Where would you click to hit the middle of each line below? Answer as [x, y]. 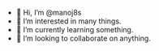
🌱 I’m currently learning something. [75, 30]
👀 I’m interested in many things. [69, 21]
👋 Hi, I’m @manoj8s [49, 13]
